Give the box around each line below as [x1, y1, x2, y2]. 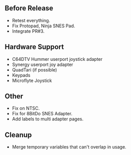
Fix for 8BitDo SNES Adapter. [12, 111, 73, 117]
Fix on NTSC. [12, 105, 40, 111]
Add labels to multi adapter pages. [12, 116, 84, 122]
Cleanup [5, 130, 32, 139]
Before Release [5, 4, 53, 13]
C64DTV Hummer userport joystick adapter [12, 56, 103, 62]
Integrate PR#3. [12, 28, 45, 34]
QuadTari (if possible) [12, 66, 57, 72]
